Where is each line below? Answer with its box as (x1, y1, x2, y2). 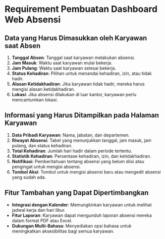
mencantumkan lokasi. (11, 97, 58, 103)
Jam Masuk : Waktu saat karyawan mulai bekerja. (11, 60, 112, 65)
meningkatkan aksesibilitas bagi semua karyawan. (11, 228, 114, 234)
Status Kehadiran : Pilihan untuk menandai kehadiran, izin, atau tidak (11, 70, 152, 76)
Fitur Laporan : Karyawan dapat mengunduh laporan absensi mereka (11, 212, 152, 218)
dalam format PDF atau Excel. (11, 217, 73, 224)
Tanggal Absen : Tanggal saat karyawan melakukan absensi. (11, 55, 135, 60)
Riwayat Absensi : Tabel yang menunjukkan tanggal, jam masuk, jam (11, 137, 152, 143)
